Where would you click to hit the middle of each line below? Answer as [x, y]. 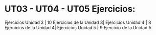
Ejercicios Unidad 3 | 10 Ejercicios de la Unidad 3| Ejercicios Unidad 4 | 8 [78, 22]
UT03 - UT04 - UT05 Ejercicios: [70, 9]
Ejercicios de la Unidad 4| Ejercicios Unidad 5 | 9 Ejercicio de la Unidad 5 [78, 27]
